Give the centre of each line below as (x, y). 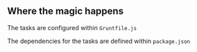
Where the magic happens (65, 11)
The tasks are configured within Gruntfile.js (72, 27)
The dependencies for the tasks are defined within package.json (99, 41)
